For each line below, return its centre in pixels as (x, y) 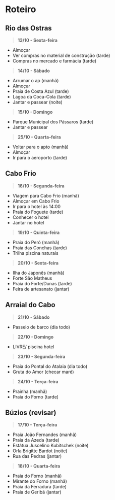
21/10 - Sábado (34, 317)
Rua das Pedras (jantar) (37, 456)
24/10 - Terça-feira (38, 381)
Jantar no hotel (28, 222)
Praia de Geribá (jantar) (37, 492)
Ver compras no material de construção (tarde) (61, 55)
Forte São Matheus (32, 278)
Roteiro (21, 9)
